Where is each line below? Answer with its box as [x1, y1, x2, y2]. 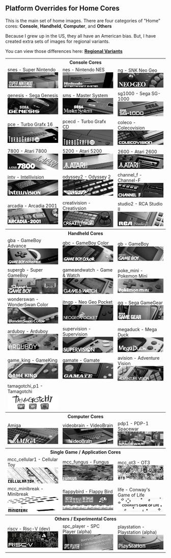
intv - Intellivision [7, 174, 44, 180]
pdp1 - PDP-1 [118, 420, 149, 426]
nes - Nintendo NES [62, 66, 105, 73]
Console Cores [69, 60, 102, 66]
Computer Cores [67, 413, 104, 419]
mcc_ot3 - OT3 [118, 460, 150, 466]
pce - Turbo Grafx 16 [7, 121, 53, 127]
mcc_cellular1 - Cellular [7, 456, 59, 462]
